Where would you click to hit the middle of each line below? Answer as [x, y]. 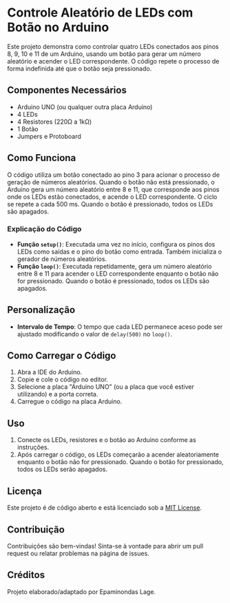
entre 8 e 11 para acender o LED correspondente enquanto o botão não [118, 274]
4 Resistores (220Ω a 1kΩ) [54, 122]
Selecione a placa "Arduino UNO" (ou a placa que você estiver [105, 387]
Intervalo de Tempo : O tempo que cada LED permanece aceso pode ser [120, 327]
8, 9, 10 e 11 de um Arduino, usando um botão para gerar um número [104, 54]
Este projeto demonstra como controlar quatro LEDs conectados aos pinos [113, 46]
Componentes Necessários [67, 90]
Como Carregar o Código [62, 356]
